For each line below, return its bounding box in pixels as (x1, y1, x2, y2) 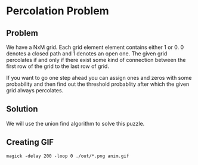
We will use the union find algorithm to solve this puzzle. (6, 120, 145, 127)
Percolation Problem (6, 4, 109, 18)
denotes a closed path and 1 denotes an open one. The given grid (6, 50, 168, 57)
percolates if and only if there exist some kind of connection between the (6, 57, 186, 63)
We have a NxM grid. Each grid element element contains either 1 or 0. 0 (6, 43, 184, 51)
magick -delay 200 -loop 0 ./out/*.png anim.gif (6, 153, 129, 159)
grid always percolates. (6, 87, 64, 94)
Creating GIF (6, 137, 54, 147)
